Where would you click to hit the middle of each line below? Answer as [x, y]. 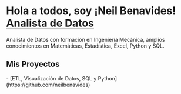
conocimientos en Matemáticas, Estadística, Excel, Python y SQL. [85, 46]
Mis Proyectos [33, 64]
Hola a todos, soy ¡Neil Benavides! [91, 11]
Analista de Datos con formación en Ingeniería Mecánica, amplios [86, 39]
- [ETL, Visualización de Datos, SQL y [51, 78]
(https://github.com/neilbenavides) [48, 85]
